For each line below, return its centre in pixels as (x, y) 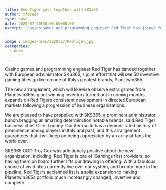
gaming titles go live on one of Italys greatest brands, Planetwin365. (74, 79)
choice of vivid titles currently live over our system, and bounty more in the (82, 166)
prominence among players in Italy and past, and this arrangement (73, 130)
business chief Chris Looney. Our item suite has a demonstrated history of (81, 125)
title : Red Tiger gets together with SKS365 (52, 10)
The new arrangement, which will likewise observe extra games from (75, 89)
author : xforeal (22, 14)
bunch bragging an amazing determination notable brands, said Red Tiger (80, 120)
